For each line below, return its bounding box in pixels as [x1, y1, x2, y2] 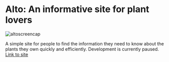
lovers [5, 14, 33, 26]
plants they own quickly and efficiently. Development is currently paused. [5, 46, 159, 52]
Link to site [5, 51, 29, 57]
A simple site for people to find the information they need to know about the [5, 40, 164, 46]
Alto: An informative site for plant [5, 4, 150, 15]
